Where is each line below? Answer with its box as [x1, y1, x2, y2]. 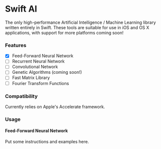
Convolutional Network [12, 64, 58, 70]
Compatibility [5, 93, 38, 99]
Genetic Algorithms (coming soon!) [12, 69, 82, 75]
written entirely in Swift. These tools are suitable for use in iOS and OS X [5, 24, 149, 30]
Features [5, 42, 27, 49]
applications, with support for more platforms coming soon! [5, 30, 124, 35]
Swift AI [5, 3, 37, 15]
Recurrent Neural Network [12, 58, 65, 64]
